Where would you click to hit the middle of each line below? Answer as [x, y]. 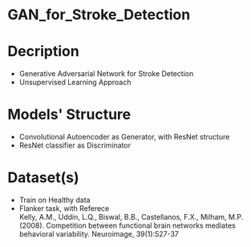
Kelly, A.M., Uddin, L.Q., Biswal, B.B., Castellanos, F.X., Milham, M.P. [131, 217]
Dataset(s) [43, 178]
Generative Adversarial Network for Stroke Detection [106, 74]
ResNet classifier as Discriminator [75, 145]
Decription [43, 52]
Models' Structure [69, 115]
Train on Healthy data [55, 200]
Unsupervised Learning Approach [75, 83]
